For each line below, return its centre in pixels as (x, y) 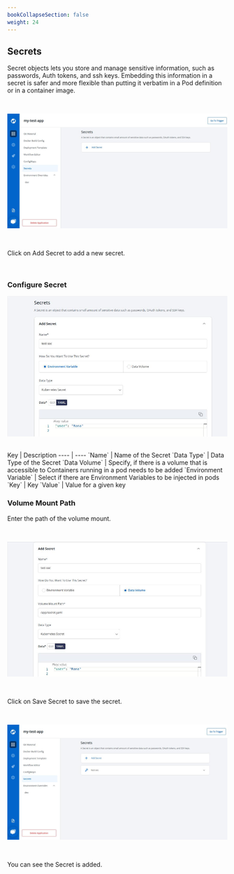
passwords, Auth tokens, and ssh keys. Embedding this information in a (110, 76)
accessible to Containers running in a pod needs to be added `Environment (115, 470)
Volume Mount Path (42, 503)
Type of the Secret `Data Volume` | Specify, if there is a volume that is (108, 463)
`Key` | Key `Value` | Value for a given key (66, 485)
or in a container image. (41, 90)
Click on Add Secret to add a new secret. (66, 253)
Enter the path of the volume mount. (59, 519)
